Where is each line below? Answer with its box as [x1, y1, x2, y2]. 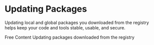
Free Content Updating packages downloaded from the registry [4, 34, 135, 40]
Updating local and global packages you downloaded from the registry [4, 20, 150, 25]
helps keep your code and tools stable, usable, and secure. [4, 24, 126, 30]
